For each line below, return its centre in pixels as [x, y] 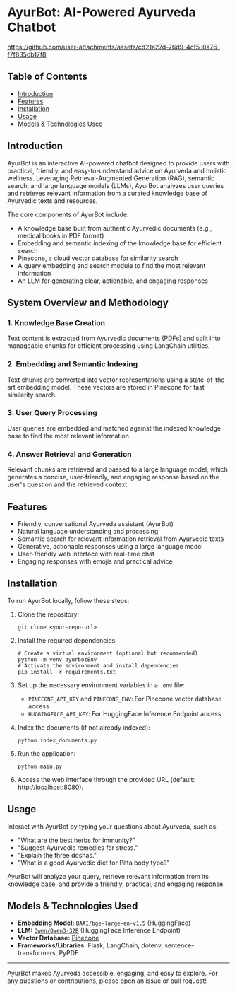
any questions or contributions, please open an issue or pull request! [107, 981]
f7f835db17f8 [27, 54]
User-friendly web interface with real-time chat [86, 554]
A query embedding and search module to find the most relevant [111, 265]
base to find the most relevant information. [69, 436]
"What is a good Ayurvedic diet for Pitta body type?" [94, 863]
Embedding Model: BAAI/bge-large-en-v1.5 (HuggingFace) [104, 923]
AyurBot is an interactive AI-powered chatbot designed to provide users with [119, 163]
